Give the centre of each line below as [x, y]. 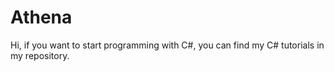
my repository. [40, 55]
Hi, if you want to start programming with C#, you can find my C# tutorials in [167, 45]
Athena [41, 17]
